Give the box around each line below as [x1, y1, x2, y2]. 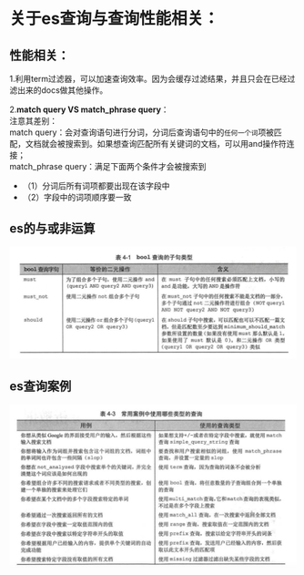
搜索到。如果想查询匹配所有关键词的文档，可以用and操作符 [65, 139, 287, 149]
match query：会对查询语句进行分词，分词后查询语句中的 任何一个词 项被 [9, 127, 275, 138]
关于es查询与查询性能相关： [9, 8, 220, 29]
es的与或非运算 [9, 221, 96, 237]
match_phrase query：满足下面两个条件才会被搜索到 [9, 161, 207, 171]
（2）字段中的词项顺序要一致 [22, 192, 132, 202]
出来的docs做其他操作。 [16, 85, 108, 96]
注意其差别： [9, 116, 57, 126]
